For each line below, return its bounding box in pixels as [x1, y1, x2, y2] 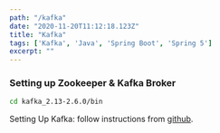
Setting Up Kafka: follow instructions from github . [9, 114, 194, 125]
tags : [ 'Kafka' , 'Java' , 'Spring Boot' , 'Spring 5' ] [9, 38, 213, 48]
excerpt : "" [9, 47, 54, 56]
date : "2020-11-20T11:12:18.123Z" [9, 22, 140, 31]
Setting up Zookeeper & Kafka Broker [9, 77, 177, 90]
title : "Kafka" [9, 30, 67, 39]
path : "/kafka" [9, 13, 67, 23]
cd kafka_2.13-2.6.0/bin [9, 97, 103, 107]
